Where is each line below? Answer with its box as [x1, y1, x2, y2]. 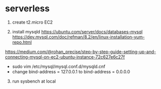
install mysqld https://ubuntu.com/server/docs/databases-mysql [12, 29, 143, 34]
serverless [5, 3, 50, 14]
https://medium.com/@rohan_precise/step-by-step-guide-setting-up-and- [5, 49, 156, 55]
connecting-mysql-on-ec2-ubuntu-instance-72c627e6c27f [5, 54, 125, 59]
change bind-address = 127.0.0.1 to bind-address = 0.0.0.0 [12, 68, 130, 74]
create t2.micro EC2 [12, 19, 53, 25]
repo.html [12, 39, 32, 45]
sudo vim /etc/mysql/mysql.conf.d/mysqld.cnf [12, 63, 106, 69]
